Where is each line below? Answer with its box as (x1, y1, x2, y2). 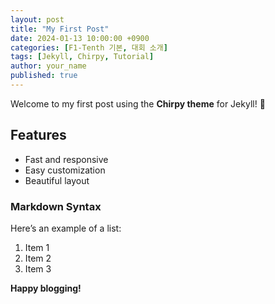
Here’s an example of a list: (10, 222, 122, 234)
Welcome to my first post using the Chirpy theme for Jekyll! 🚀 (10, 97, 266, 110)
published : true (10, 71, 78, 81)
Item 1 (24, 241, 50, 253)
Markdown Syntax (10, 199, 102, 213)
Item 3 (24, 262, 52, 275)
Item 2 (24, 252, 52, 264)
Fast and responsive (24, 153, 109, 165)
